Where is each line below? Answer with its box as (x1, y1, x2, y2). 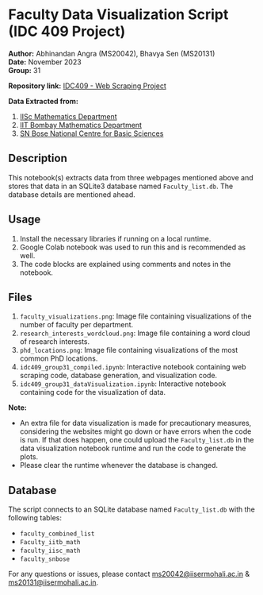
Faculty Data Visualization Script (8, 6, 229, 24)
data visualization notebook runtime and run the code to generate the (19, 443, 246, 454)
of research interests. (19, 337, 90, 346)
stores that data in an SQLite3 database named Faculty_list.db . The (8, 181, 234, 191)
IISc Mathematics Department (19, 111, 117, 121)
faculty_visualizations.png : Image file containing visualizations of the (19, 311, 252, 321)
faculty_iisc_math (19, 547, 81, 555)
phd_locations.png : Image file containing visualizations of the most (19, 346, 238, 355)
